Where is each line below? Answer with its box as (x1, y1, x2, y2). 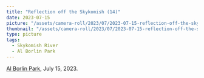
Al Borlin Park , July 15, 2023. (6, 65, 78, 72)
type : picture (6, 31, 42, 37)
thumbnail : (6, 25, 34, 32)
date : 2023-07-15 (6, 15, 50, 21)
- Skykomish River (12, 43, 59, 49)
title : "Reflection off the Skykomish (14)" (6, 8, 121, 15)
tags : (6, 37, 20, 43)
